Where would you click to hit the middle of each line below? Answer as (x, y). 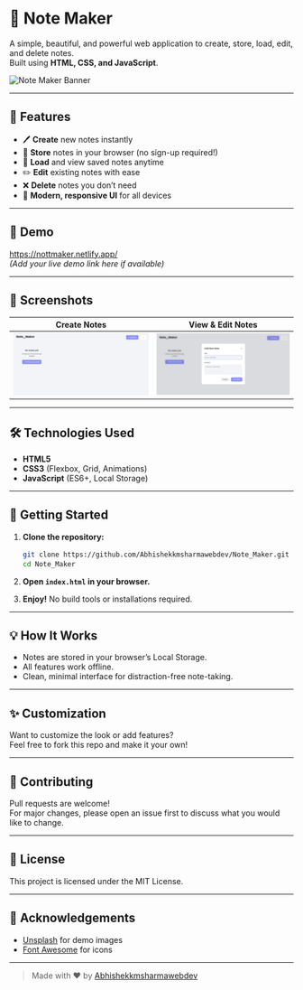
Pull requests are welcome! (60, 804)
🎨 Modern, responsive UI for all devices (97, 195)
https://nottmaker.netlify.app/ (64, 254)
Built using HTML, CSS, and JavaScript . (84, 62)
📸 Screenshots (51, 300)
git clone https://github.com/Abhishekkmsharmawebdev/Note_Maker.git (156, 555)
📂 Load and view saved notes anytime (93, 162)
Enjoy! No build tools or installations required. (107, 599)
